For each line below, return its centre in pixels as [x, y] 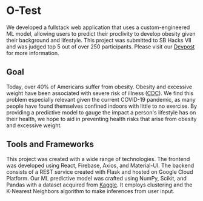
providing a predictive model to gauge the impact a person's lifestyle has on [101, 112]
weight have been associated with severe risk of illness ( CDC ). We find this [100, 93]
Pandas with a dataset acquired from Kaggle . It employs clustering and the [99, 185]
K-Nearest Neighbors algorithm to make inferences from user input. [90, 191]
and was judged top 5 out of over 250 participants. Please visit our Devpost [101, 47]
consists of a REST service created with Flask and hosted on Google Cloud [100, 172]
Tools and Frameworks [50, 144]
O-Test [24, 11]
